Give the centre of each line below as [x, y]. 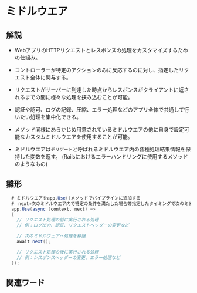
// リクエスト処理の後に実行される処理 [58, 252]
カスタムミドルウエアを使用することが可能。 [79, 137]
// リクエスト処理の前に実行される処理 [58, 220]
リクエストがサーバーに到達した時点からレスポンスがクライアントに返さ [102, 90]
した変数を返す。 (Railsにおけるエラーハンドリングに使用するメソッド [104, 156]
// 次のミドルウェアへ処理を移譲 [51, 236]
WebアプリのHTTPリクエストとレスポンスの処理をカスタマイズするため [101, 50]
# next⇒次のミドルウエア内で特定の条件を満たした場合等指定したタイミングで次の [98, 203]
